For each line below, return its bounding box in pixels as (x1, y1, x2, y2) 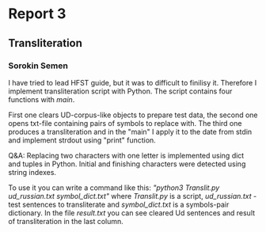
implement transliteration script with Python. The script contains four (8, 86, 233, 96)
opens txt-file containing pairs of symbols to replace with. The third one (8, 118, 242, 127)
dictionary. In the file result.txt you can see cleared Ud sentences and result (8, 207, 256, 218)
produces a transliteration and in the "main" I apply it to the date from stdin (8, 127, 253, 136)
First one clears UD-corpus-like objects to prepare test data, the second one (8, 110, 258, 120)
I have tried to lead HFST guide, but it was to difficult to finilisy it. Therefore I (8, 78, 257, 87)
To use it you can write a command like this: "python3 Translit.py (8, 183, 220, 192)
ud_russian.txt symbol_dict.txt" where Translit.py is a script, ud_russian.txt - (8, 191, 257, 200)
